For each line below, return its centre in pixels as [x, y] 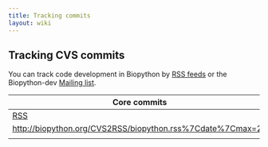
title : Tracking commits [49, 15]
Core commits [140, 103]
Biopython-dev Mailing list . [52, 83]
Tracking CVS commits [67, 55]
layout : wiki [30, 23]
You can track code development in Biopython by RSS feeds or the [118, 74]
